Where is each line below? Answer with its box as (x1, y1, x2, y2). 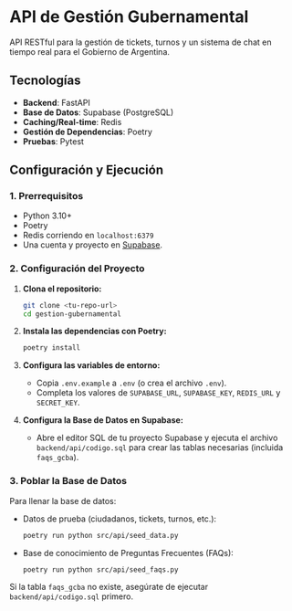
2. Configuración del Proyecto (9, 262, 145, 275)
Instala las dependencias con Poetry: (22, 326, 167, 337)
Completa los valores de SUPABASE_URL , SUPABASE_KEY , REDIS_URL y (36, 387, 281, 398)
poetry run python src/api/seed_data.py (22, 531, 179, 540)
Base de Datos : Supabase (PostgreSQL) (22, 107, 174, 118)
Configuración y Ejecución (9, 163, 164, 178)
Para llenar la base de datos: (9, 495, 117, 506)
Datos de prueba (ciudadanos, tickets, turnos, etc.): (22, 513, 217, 524)
